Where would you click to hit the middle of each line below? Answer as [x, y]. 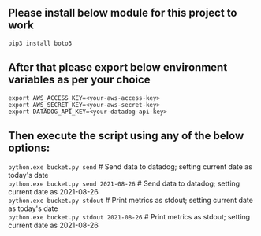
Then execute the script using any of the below [126, 136]
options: [29, 148]
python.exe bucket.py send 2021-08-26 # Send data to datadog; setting [124, 183]
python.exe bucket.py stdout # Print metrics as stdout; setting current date [131, 201]
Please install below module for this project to [123, 13]
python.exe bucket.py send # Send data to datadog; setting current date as [130, 167]
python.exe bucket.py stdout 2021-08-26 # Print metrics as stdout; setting [129, 217]
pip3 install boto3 [40, 43]
